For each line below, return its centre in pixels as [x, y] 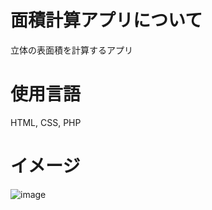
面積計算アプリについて [106, 20]
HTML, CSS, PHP [46, 122]
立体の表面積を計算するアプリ [71, 50]
